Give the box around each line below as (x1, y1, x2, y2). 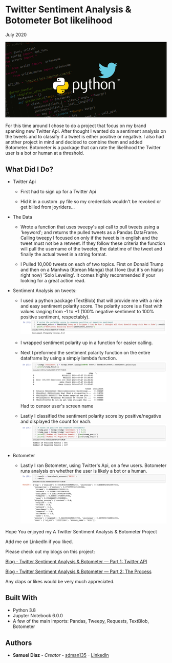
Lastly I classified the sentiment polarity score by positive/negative (20, 413, 161, 419)
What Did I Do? (5, 165, 54, 173)
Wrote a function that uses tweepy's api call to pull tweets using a (20, 224, 160, 230)
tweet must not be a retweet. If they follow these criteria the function (20, 240, 165, 246)
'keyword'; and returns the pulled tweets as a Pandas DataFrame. (20, 229, 159, 235)
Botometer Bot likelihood (5, 14, 113, 26)
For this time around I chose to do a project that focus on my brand (5, 122, 147, 129)
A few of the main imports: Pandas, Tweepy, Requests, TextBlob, (12, 618, 149, 624)
